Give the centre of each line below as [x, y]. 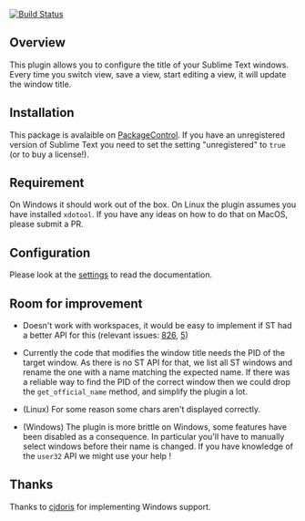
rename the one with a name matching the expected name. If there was [156, 372]
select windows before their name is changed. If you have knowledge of [158, 446]
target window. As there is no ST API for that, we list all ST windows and [158, 363]
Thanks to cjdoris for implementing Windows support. [110, 506]
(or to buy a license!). [49, 154]
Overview [38, 42]
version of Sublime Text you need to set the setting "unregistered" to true [148, 144]
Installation [42, 113]
